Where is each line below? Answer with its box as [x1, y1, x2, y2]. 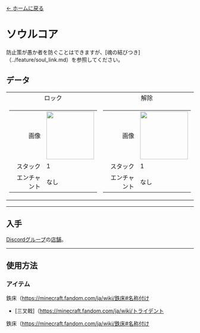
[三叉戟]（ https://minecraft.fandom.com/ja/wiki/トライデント [14, 307, 164, 314]
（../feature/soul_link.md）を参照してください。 [6, 56, 124, 63]
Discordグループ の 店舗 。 [6, 236, 67, 243]
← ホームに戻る [6, 5, 44, 11]
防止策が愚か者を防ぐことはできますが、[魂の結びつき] [6, 48, 140, 56]
